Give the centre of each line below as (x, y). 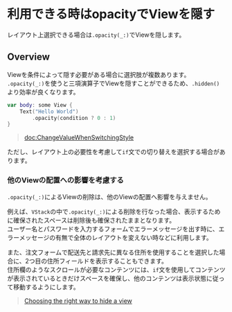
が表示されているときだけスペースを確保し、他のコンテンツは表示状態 (107, 278)
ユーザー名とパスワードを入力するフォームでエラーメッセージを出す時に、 (113, 229)
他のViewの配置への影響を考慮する (66, 180)
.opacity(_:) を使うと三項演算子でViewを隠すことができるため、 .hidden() (114, 83)
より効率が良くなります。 (43, 92)
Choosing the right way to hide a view (78, 301)
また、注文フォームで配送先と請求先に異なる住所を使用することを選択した (113, 252)
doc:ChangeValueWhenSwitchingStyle (79, 138)
